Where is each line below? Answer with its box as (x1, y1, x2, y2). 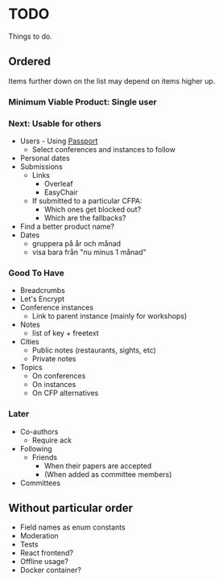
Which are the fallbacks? (43, 212, 126, 222)
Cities (19, 337, 39, 347)
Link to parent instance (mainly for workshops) (31, 311, 188, 321)
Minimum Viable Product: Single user (8, 96, 157, 107)
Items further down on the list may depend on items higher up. (8, 76, 216, 85)
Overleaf (43, 179, 74, 188)
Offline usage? (19, 557, 68, 567)
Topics (19, 363, 43, 373)
